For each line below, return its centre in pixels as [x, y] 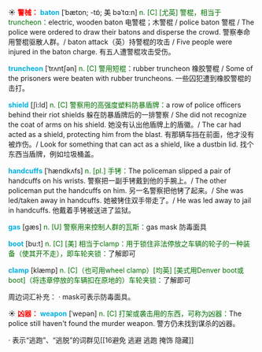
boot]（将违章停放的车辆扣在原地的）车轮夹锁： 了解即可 [100, 280]
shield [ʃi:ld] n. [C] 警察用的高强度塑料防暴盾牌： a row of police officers [125, 105]
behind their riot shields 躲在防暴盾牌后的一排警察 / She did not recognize [127, 115]
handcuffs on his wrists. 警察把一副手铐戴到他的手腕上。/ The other [118, 181]
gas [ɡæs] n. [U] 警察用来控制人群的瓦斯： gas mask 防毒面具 [107, 227]
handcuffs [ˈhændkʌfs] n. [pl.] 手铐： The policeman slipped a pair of [120, 171]
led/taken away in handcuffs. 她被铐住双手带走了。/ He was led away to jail [130, 200]
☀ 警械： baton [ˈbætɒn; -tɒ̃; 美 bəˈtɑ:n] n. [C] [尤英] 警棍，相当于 [115, 12]
